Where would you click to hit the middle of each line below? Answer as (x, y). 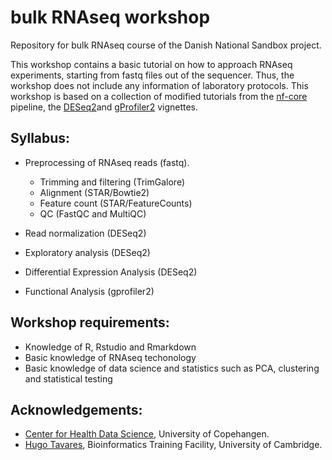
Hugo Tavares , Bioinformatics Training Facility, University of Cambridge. (173, 445)
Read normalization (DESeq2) (85, 233)
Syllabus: (40, 138)
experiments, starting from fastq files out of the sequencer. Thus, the (152, 75)
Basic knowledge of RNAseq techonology (110, 357)
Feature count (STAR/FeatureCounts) (116, 203)
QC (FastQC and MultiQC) (93, 213)
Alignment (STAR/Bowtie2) (94, 192)
